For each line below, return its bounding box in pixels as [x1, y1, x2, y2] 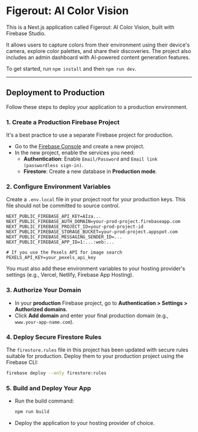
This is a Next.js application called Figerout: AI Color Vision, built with [6, 24, 175, 31]
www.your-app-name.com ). [14, 318, 74, 325]
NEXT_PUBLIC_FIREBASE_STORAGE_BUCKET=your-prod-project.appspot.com [6, 229, 178, 235]
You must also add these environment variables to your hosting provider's [6, 265, 186, 272]
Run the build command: [14, 397, 75, 404]
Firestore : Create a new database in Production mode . [23, 168, 157, 175]
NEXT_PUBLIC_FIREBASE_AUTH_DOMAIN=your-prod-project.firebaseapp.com [6, 219, 181, 225]
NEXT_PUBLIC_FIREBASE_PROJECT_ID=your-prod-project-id [6, 224, 144, 230]
